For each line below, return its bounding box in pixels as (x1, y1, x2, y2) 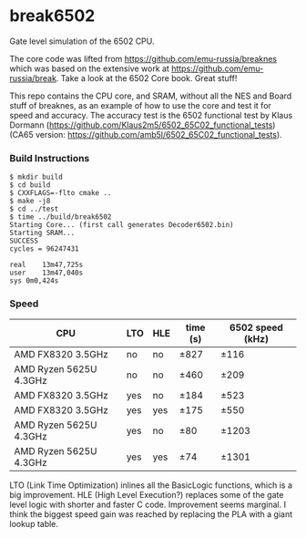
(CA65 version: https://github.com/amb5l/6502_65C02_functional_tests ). (9, 129, 282, 140)
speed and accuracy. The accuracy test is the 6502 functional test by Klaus (9, 109, 293, 120)
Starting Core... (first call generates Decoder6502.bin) (9, 221, 234, 230)
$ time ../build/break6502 (9, 212, 112, 222)
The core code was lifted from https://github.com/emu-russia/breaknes (9, 53, 278, 64)
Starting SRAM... (9, 229, 76, 238)
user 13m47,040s (9, 268, 84, 278)
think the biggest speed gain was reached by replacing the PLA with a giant (9, 508, 293, 520)
